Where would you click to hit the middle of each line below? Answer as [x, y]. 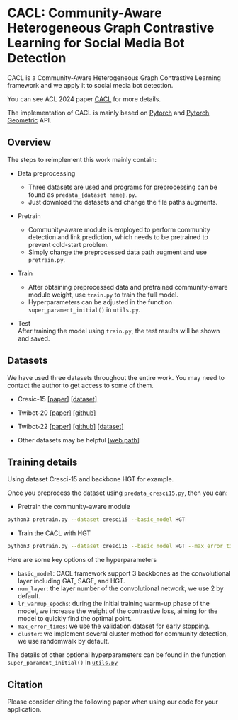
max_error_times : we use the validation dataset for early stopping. [114, 626]
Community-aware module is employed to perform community [119, 229]
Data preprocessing [46, 173]
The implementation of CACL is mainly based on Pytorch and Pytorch [108, 113]
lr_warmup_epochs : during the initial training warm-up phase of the [114, 604]
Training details [42, 462]
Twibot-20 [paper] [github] [57, 413]
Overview [29, 143]
